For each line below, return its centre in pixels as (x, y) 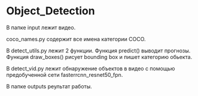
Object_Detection (51, 11)
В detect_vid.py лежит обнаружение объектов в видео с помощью (91, 68)
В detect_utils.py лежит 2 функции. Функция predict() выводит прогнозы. (98, 50)
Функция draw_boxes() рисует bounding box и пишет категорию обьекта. (99, 57)
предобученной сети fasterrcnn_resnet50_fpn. (65, 75)
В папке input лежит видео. (41, 27)
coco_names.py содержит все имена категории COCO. (76, 39)
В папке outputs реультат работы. (49, 86)
